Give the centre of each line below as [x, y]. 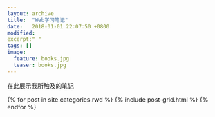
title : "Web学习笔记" [38, 20]
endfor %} [22, 107]
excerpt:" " [24, 39]
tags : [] [20, 46]
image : [17, 53]
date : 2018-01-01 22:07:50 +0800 [58, 26]
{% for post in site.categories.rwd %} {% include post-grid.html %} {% [108, 99]
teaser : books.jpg [40, 65]
